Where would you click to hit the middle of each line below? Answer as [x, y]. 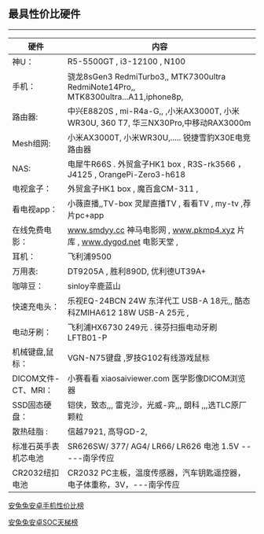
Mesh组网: [31, 143]
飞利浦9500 [90, 256]
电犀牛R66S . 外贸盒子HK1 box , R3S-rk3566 [151, 164]
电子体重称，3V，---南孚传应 [124, 484]
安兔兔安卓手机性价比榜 [46, 505]
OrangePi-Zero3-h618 [142, 174]
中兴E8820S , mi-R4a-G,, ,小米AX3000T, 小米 [153, 111]
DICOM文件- [36, 378]
